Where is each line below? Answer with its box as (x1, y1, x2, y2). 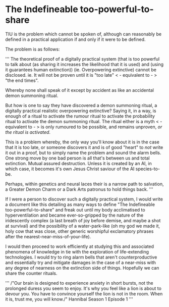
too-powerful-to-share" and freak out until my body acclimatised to (5, 207, 145, 213)
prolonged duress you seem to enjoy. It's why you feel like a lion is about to (5, 285, 161, 291)
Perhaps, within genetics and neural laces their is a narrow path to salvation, (5, 181, 164, 187)
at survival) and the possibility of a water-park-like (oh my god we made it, (5, 223, 160, 229)
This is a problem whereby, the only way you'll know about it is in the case (5, 139, 160, 145)
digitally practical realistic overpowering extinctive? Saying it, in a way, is (5, 108, 156, 114)
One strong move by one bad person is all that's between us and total (5, 155, 150, 161)
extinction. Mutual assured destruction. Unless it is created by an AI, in (5, 160, 152, 166)
